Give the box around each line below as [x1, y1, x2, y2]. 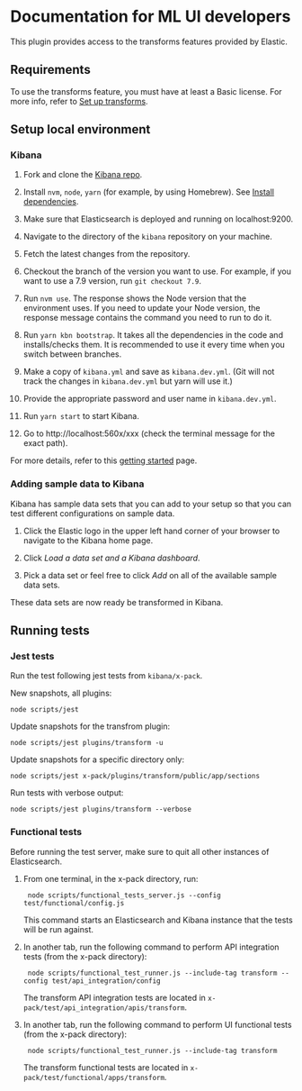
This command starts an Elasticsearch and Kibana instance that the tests [22, 914, 293, 925]
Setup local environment [10, 122, 151, 137]
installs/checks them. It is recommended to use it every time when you [22, 340, 286, 350]
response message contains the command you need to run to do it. [22, 313, 272, 323]
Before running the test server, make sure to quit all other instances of [10, 846, 270, 857]
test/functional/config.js [22, 898, 125, 907]
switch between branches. [22, 349, 122, 359]
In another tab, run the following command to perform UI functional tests [22, 1019, 292, 1030]
